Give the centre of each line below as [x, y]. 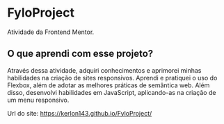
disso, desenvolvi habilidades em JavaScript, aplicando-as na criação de [112, 92]
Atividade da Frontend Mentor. [51, 32]
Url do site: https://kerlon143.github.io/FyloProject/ [80, 113]
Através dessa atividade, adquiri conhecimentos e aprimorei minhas [104, 70]
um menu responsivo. [38, 100]
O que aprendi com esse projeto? [80, 54]
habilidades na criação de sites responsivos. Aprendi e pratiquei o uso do [112, 78]
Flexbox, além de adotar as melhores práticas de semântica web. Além [109, 85]
